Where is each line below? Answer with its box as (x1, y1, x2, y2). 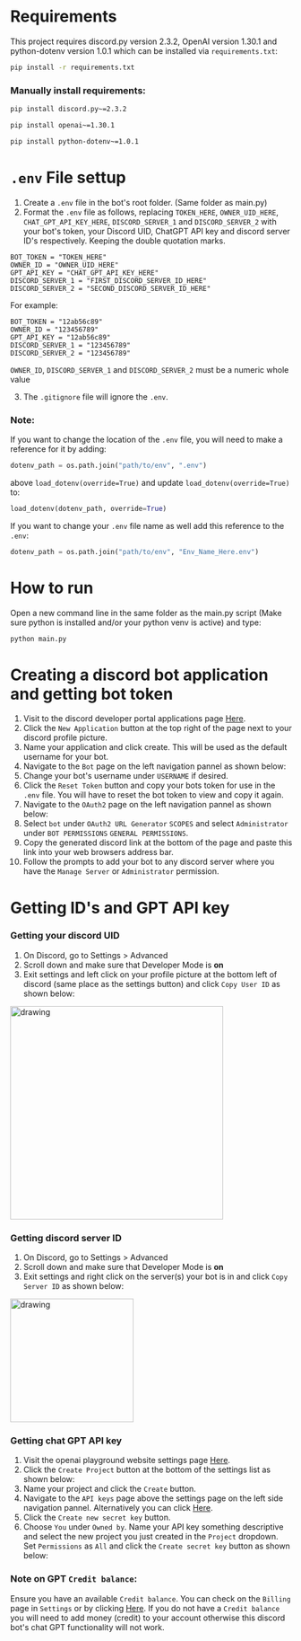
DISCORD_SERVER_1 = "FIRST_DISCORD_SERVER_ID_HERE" (10, 276, 207, 285)
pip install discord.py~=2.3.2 (10, 105, 127, 114)
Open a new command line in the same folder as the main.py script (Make (10, 607, 282, 618)
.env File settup (10, 167, 126, 188)
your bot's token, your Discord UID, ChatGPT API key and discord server (22, 225, 290, 236)
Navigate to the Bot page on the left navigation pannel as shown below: (22, 761, 287, 772)
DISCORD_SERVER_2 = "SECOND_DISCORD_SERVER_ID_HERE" (10, 284, 211, 293)
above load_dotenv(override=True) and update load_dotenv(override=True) (10, 477, 290, 488)
